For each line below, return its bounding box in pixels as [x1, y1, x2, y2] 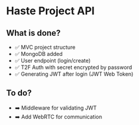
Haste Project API [6, 4, 95, 18]
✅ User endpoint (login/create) [14, 57, 91, 64]
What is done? [6, 28, 61, 38]
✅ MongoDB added [14, 51, 63, 57]
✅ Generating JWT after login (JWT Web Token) [14, 70, 134, 77]
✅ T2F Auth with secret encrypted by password [14, 64, 132, 71]
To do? [6, 88, 32, 98]
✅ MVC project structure [14, 43, 76, 51]
